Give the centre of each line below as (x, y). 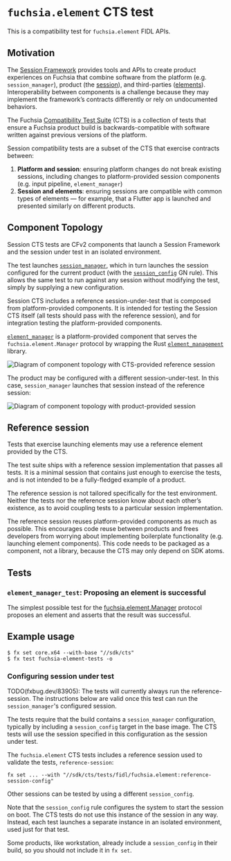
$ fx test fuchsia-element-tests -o (60, 659)
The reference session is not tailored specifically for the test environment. (112, 494)
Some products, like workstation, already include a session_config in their (112, 843)
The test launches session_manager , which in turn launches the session (108, 265)
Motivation (31, 53)
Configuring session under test (61, 676)
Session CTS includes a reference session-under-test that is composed (109, 301)
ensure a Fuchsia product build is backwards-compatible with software (108, 127)
